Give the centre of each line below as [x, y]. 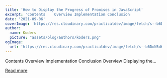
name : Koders [23, 33]
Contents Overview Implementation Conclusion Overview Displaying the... [81, 61]
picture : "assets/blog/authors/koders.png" [55, 38]
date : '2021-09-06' [25, 19]
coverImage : [17, 24]
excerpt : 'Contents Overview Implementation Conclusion [68, 14]
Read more [16, 71]
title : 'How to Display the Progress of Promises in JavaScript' [74, 10]
